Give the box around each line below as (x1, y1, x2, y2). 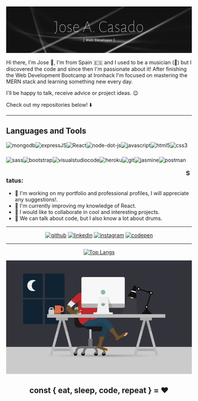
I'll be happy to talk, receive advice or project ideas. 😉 (6, 90, 138, 96)
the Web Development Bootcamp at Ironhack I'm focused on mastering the (6, 72, 187, 78)
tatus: (6, 176, 24, 185)
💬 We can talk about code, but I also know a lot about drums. (14, 215, 163, 222)
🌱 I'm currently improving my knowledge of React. (14, 202, 137, 209)
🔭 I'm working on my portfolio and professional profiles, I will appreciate (14, 190, 189, 197)
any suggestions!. (14, 196, 58, 203)
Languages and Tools (6, 126, 87, 136)
